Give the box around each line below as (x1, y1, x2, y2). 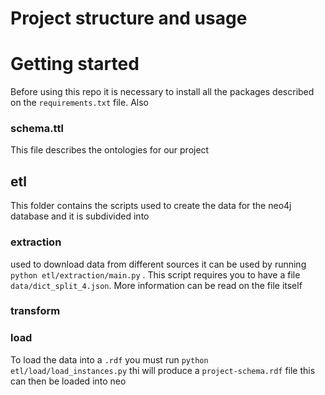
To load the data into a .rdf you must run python (10, 353, 209, 366)
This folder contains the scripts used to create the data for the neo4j (10, 200, 292, 212)
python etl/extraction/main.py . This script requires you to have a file (10, 268, 301, 281)
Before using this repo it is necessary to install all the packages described (10, 86, 315, 98)
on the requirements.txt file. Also (10, 97, 149, 109)
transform (10, 304, 61, 318)
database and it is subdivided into (10, 210, 150, 222)
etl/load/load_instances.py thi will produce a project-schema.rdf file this (10, 364, 316, 376)
